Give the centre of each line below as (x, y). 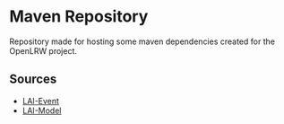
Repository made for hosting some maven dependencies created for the (142, 41)
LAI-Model (42, 111)
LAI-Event (41, 101)
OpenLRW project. (43, 50)
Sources (33, 80)
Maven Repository (79, 17)
